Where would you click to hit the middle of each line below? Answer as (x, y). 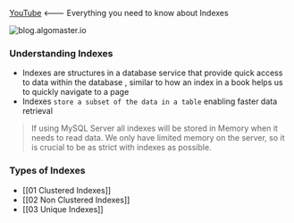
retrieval (38, 111)
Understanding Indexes (61, 53)
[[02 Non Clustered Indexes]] (76, 200)
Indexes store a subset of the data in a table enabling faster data (150, 101)
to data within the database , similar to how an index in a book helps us (152, 82)
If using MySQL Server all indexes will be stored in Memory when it (155, 128)
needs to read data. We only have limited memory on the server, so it (158, 138)
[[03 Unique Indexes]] (63, 209)
